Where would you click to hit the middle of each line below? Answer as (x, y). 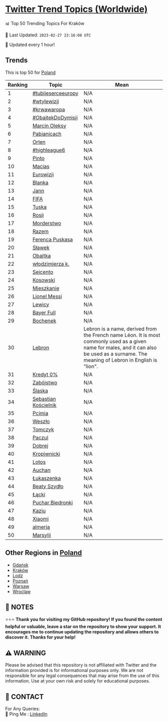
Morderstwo (47, 223)
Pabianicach (47, 133)
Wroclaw (21, 591)
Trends (16, 60)
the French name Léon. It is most (122, 335)
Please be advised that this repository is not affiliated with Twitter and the (81, 665)
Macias (41, 166)
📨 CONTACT (24, 697)
